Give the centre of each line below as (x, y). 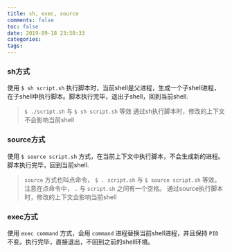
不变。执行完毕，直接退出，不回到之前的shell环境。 (81, 242)
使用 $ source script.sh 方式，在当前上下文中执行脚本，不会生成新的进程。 (116, 156)
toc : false (23, 26)
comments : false (30, 20)
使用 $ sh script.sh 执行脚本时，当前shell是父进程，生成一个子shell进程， (114, 88)
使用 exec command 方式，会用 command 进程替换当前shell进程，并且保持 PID (113, 233)
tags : (15, 46)
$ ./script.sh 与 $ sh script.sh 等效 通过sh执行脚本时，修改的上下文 (124, 111)
